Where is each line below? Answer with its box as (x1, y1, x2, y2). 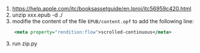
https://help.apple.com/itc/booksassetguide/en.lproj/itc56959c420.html (12, 5, 192, 12)
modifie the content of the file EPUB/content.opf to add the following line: (12, 18, 194, 24)
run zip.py (12, 40, 38, 47)
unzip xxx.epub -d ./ (12, 11, 63, 18)
